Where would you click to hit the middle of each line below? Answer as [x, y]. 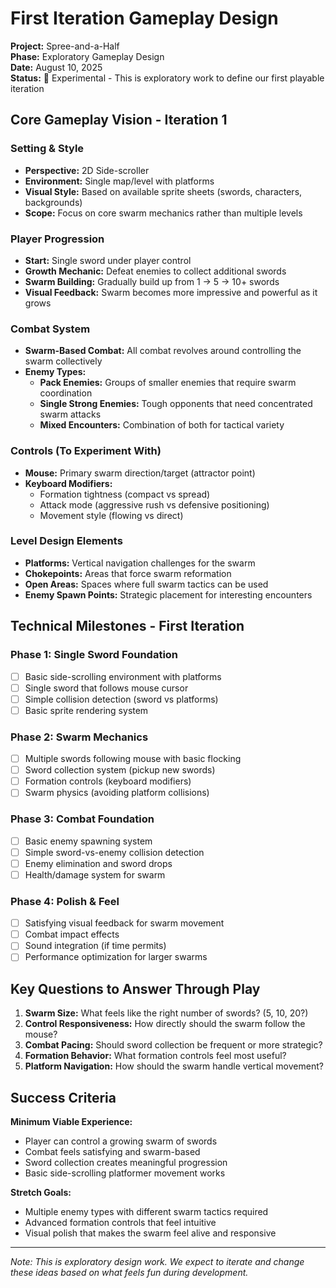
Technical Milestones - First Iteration [127, 626]
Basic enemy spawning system [88, 841]
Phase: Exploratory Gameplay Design [87, 56]
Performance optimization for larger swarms [116, 957]
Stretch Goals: [41, 1193]
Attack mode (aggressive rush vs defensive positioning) [154, 504]
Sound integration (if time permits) [95, 946]
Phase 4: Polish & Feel [65, 901]
